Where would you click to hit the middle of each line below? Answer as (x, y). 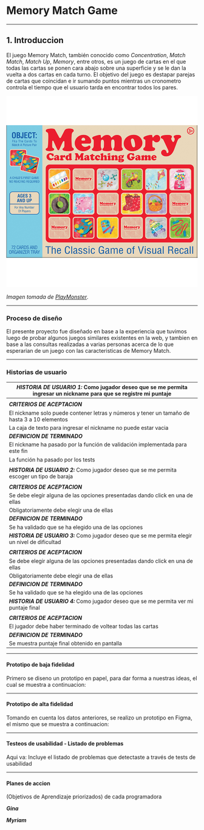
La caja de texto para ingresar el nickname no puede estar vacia (89, 427)
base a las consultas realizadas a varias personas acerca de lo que (90, 344)
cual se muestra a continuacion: (46, 684)
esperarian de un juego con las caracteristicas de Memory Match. (89, 351)
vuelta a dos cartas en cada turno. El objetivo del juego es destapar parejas (101, 74)
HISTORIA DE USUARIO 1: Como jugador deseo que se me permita (102, 387)
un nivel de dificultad (35, 542)
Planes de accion (28, 783)
